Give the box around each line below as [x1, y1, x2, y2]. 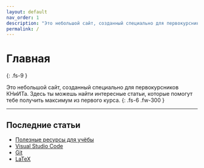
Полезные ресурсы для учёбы [15, 136, 94, 143]
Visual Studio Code [15, 143, 64, 149]
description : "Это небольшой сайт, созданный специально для [6, 20, 165, 26]
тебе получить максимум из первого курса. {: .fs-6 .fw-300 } [6, 96, 165, 104]
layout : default [6, 8, 47, 15]
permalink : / [6, 25, 39, 32]
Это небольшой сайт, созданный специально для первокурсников [6, 84, 179, 91]
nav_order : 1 [6, 15, 39, 21]
